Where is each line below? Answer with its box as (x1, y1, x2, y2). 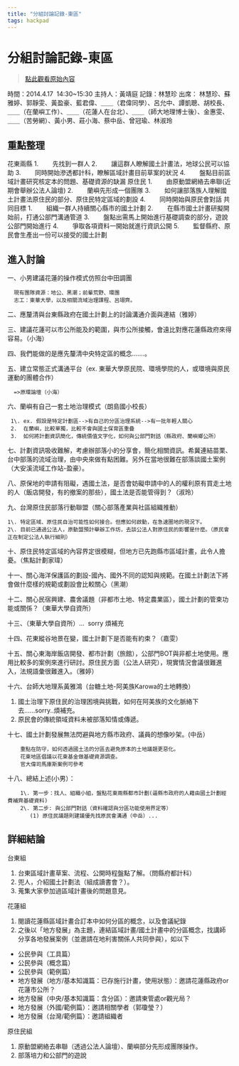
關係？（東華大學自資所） (19, 604, 95, 612)
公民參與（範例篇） (17, 967, 75, 976)
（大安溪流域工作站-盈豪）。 (7, 464, 89, 473)
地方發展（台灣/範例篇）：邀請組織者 (17, 1011, 123, 1020)
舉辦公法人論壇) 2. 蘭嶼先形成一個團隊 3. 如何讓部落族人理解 (19, 186, 221, 195)
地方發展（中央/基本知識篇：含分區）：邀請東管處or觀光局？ (17, 993, 192, 1003)
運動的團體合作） (7, 373, 58, 382)
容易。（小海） (7, 334, 48, 343)
